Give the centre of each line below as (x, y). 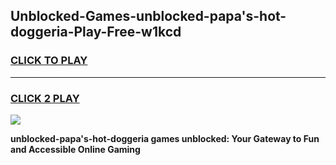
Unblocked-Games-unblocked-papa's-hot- (148, 16)
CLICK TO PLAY (49, 61)
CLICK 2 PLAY (45, 98)
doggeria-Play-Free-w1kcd (96, 32)
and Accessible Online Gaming (75, 149)
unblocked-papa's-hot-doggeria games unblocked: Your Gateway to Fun (165, 138)
